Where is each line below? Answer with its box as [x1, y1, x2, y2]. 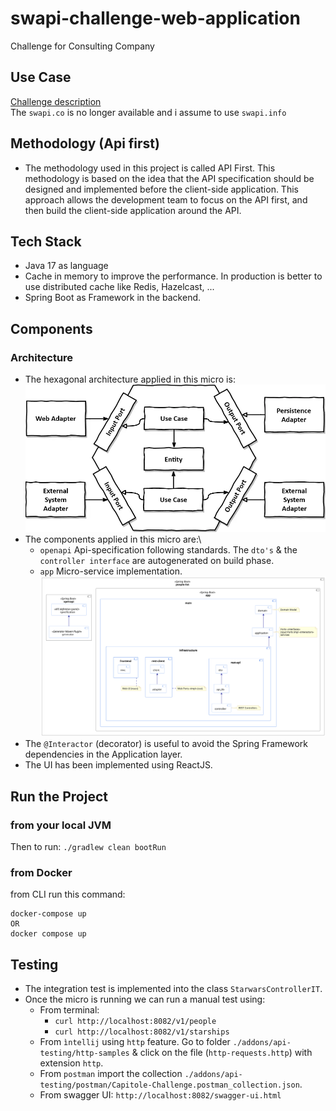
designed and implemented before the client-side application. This [24, 183, 299, 195]
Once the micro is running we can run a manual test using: [24, 993, 266, 1006]
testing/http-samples [39, 1048, 130, 1059]
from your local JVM [10, 818, 112, 832]
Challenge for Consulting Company [10, 40, 155, 52]
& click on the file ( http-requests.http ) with [131, 1047, 313, 1059]
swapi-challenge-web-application [10, 7, 301, 30]
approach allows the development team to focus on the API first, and [24, 193, 308, 206]
